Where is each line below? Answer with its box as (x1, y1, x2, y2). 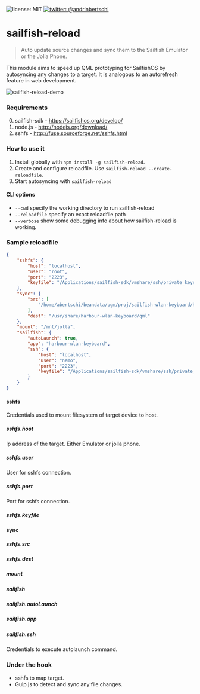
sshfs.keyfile (6, 511, 40, 518)
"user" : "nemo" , (37, 357, 79, 363)
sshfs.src (6, 540, 30, 547)
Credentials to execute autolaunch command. (6, 646, 118, 653)
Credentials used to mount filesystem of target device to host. (6, 411, 158, 418)
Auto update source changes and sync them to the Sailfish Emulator (20, 46, 188, 53)
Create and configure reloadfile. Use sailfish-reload (14, 164, 146, 172)
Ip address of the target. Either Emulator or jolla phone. (6, 440, 141, 448)
